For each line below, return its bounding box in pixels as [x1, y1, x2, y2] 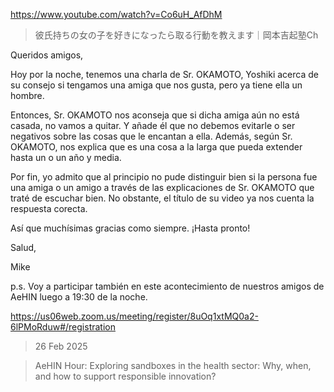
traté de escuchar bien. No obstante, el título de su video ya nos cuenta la [10, 192, 315, 204]
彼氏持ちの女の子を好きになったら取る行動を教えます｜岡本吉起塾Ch [34, 29, 319, 41]
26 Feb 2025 [34, 340, 88, 352]
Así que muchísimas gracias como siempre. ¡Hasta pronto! [10, 222, 251, 234]
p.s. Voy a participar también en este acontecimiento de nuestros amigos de [10, 280, 325, 292]
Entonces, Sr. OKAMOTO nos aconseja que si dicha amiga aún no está [10, 109, 300, 121]
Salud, [10, 242, 37, 253]
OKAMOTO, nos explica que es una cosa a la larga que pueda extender [10, 141, 303, 153]
